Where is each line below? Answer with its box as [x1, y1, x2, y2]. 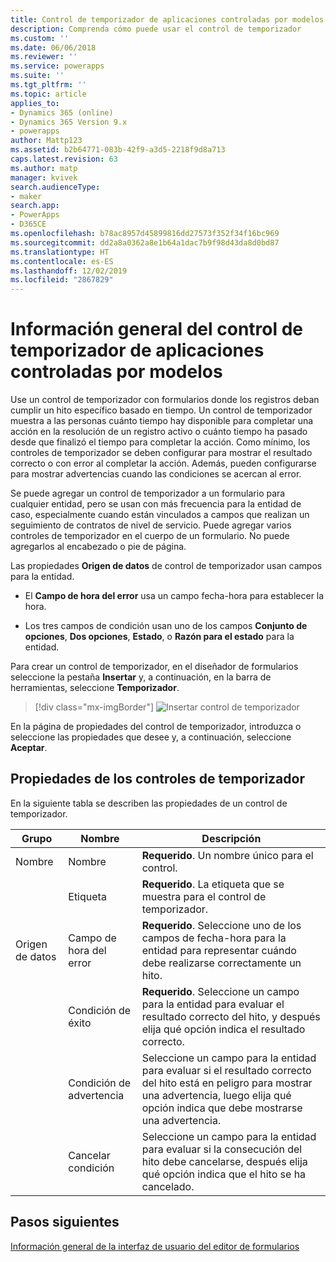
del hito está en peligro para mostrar [141, 1076, 313, 1090]
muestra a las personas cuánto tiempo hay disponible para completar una [10, 415, 314, 427]
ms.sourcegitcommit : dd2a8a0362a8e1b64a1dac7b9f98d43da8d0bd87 [10, 237, 280, 248]
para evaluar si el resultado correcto [141, 1063, 312, 1077]
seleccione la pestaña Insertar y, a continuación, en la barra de [10, 671, 272, 683]
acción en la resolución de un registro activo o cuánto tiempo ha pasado [10, 426, 308, 438]
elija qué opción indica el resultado [141, 1022, 306, 1036]
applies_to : [10, 98, 60, 108]
